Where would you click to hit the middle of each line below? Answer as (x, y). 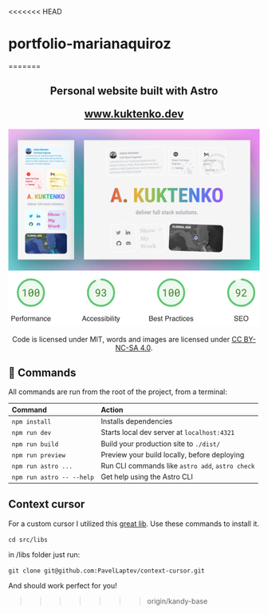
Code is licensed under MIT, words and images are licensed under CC (127, 339)
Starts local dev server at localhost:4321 (168, 433)
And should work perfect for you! (63, 585)
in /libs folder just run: (44, 554)
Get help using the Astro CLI (147, 477)
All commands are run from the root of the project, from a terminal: (118, 392)
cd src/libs (28, 540)
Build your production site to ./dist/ (161, 444)
